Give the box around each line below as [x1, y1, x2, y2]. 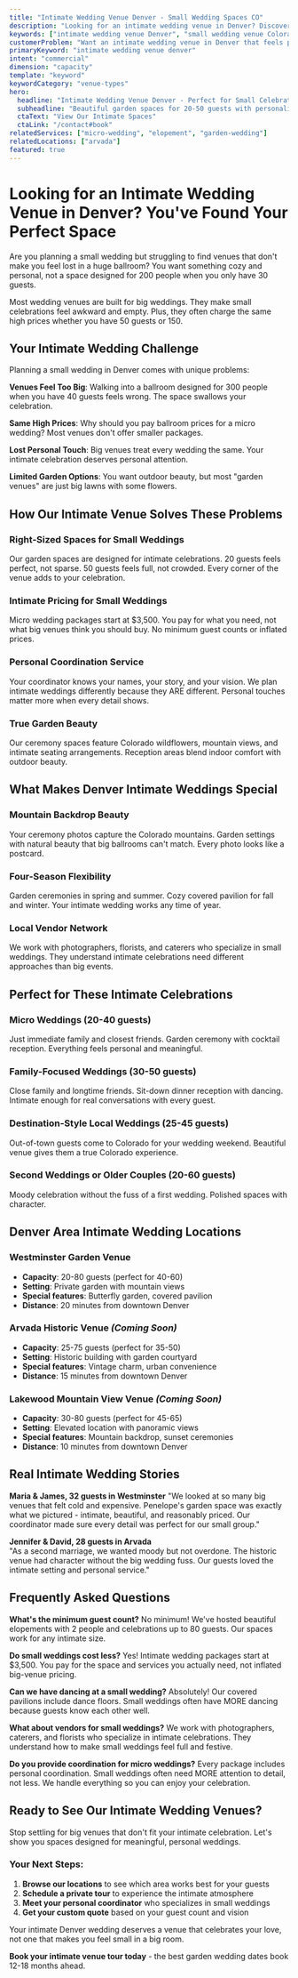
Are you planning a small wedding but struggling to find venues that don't [9, 251, 278, 261]
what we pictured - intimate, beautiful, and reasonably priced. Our [9, 1509, 251, 1520]
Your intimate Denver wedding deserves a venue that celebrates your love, [9, 1924, 282, 1934]
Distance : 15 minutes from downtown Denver [21, 1371, 188, 1381]
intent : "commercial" [9, 54, 90, 63]
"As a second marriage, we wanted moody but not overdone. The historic [9, 1545, 278, 1556]
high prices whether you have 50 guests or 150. [9, 315, 184, 326]
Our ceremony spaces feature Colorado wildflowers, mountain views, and [9, 737, 278, 748]
